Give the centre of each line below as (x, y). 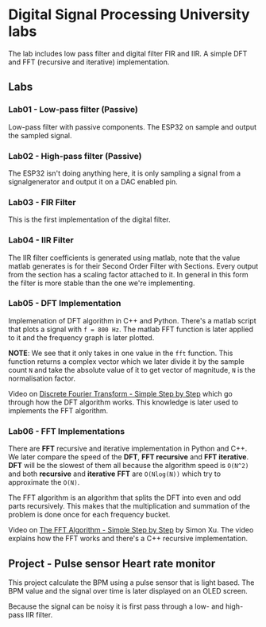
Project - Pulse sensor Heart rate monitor (112, 563)
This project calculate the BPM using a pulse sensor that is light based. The (131, 582)
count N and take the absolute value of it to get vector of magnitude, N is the (132, 370)
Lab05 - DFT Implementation (65, 304)
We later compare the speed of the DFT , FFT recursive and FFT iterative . (128, 457)
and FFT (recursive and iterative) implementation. (89, 62)
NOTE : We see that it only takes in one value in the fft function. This (121, 353)
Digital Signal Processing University (129, 15)
